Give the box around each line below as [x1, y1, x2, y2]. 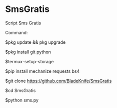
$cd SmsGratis [5, 87, 36, 93]
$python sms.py [5, 97, 39, 103]
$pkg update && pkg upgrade [5, 39, 66, 45]
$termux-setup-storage [5, 58, 54, 64]
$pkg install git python [5, 49, 51, 55]
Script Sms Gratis [5, 20, 41, 26]
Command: [5, 29, 28, 35]
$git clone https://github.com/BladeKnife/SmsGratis [5, 78, 112, 84]
